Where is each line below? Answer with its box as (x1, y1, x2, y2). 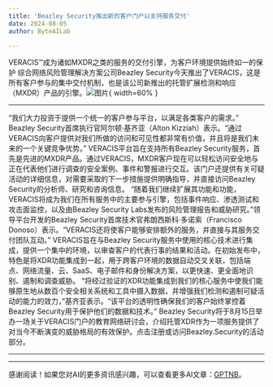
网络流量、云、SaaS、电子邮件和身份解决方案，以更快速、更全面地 (22, 266, 246, 275)
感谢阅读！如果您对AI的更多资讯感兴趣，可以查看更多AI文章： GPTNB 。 (8, 370, 246, 380)
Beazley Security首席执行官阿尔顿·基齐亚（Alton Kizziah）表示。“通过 (8, 123, 242, 133)
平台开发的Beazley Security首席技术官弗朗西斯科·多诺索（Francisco (15, 215, 242, 225)
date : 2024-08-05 (8, 20, 67, 28)
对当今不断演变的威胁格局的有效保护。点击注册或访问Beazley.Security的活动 (8, 327, 264, 336)
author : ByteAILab (8, 27, 71, 35)
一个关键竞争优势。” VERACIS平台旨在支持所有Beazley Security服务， (22, 143, 253, 153)
